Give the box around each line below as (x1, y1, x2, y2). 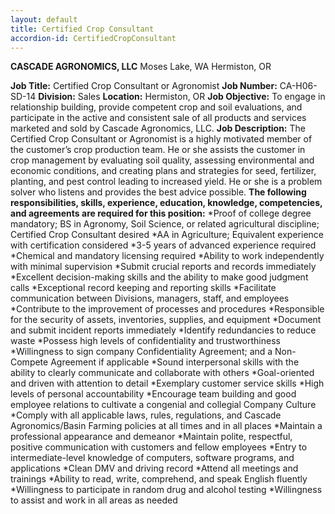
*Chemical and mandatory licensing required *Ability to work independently (10, 250, 325, 262)
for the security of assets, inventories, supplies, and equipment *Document (10, 314, 322, 326)
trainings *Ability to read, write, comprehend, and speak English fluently (10, 473, 308, 485)
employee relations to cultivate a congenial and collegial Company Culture (10, 399, 317, 411)
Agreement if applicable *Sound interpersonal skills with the (50, 356, 300, 368)
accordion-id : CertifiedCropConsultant (10, 33, 177, 43)
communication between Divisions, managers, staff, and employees (10, 292, 290, 305)
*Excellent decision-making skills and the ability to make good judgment (10, 271, 309, 283)
